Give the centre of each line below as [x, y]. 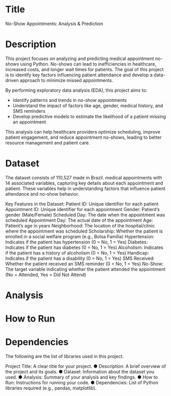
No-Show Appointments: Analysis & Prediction [54, 24]
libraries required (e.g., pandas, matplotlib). [51, 388]
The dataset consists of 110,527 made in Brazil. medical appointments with [84, 177]
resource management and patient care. [48, 142]
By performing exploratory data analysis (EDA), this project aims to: [76, 90]
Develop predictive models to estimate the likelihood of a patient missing [89, 116]
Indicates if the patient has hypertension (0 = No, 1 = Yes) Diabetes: [77, 242]
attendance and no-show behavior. [42, 194]
